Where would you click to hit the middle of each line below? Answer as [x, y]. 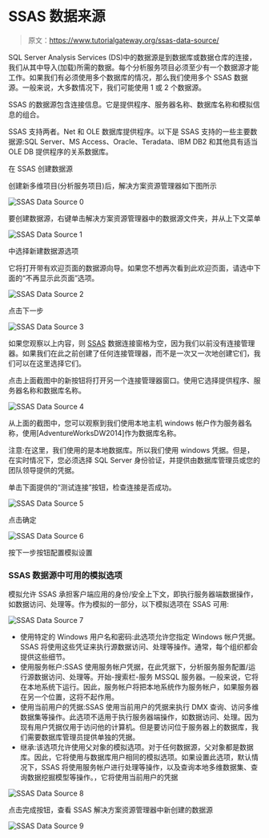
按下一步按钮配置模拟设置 [50, 552]
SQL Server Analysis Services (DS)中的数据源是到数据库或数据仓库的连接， [132, 57]
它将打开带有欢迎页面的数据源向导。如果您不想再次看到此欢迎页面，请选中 [131, 268]
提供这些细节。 [44, 657]
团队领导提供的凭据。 [43, 470]
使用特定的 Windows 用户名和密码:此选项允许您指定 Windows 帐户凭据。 [140, 637]
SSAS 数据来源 [57, 16]
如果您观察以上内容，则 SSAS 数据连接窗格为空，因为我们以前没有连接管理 [132, 343]
